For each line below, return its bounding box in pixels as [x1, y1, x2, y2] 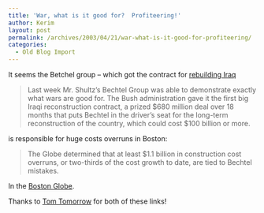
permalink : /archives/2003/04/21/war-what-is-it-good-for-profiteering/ [8, 33, 252, 42]
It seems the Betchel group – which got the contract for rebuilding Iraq [8, 70, 236, 79]
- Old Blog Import [15, 48, 76, 56]
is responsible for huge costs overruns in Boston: [8, 134, 168, 143]
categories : [8, 41, 47, 49]
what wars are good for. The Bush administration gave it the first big [27, 94, 249, 103]
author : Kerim [8, 19, 55, 27]
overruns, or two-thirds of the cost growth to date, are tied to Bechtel [27, 158, 252, 166]
